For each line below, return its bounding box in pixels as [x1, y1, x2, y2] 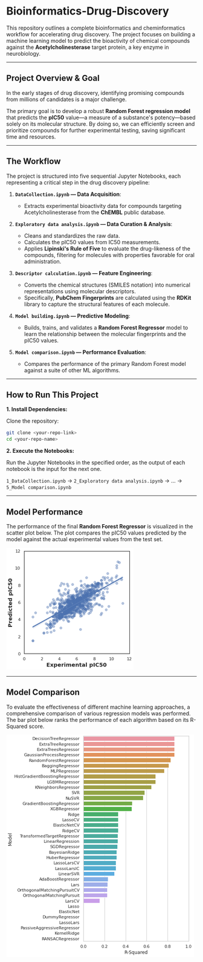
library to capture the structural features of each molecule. [24, 301, 170, 308]
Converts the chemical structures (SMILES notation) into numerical [24, 281, 190, 288]
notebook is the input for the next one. [6, 466, 101, 473]
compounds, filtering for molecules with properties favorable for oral [24, 251, 195, 258]
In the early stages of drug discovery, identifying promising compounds [6, 89, 184, 96]
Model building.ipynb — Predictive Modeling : [14, 312, 130, 319]
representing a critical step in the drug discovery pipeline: [6, 178, 150, 186]
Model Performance [6, 507, 83, 517]
